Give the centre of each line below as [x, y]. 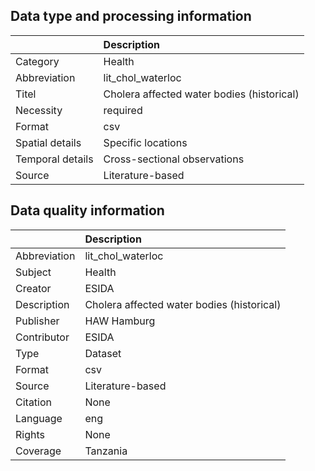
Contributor [42, 337]
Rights [30, 434]
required [123, 110]
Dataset [103, 353]
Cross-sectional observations [174, 159]
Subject [33, 272]
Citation [34, 402]
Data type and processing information [131, 16]
